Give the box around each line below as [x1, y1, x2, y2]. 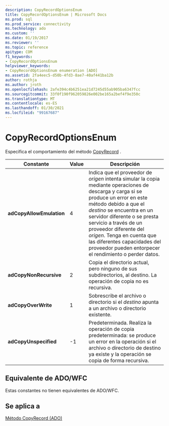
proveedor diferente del [89, 225, 144, 232]
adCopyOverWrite [8, 301, 52, 308]
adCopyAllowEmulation [8, 210, 65, 217]
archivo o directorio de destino [89, 344, 161, 351]
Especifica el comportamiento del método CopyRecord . [5, 148, 122, 154]
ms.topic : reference [5, 45, 49, 50]
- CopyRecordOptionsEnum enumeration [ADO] [5, 68, 98, 73]
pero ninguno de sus [89, 265, 137, 272]
